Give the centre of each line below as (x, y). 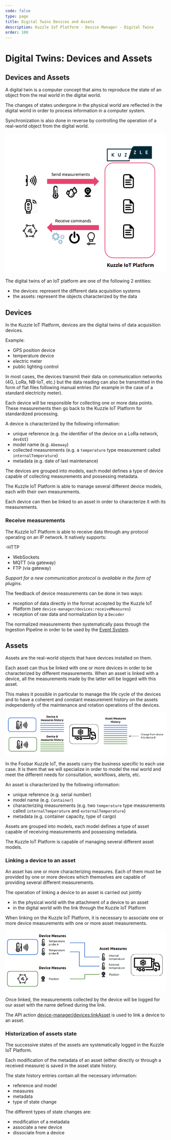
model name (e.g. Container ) (43, 800)
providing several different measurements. (50, 882)
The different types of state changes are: (48, 1112)
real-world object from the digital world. (47, 126)
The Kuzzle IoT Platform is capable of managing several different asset (80, 841)
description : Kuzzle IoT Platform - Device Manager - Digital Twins (80, 27)
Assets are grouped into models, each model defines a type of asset (77, 826)
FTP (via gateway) (32, 568)
